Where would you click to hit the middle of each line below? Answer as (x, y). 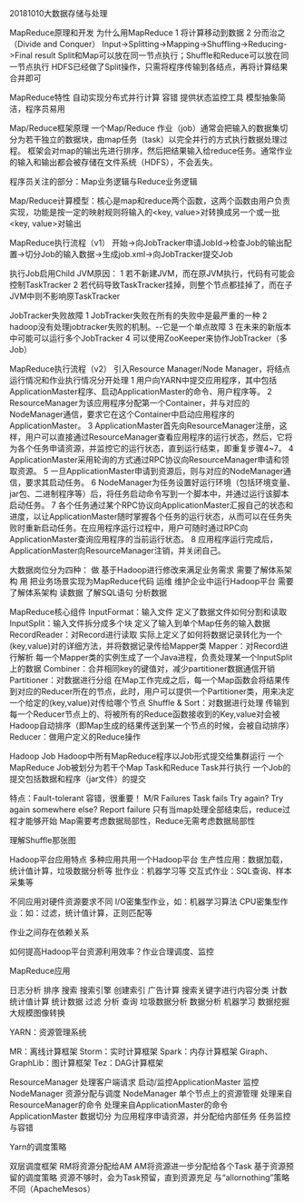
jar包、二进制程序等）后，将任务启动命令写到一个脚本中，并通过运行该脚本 (149, 494)
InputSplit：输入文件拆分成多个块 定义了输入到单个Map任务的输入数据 (140, 623)
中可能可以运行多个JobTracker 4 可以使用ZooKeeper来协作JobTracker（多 (148, 338)
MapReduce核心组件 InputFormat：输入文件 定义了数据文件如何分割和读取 (148, 612)
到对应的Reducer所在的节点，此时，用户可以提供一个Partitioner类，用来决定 (152, 691)
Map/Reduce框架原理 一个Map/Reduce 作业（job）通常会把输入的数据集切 (149, 128)
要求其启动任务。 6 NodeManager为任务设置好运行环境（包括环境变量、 (160, 482)
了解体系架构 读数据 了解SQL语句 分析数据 (88, 592)
